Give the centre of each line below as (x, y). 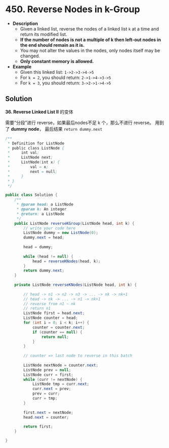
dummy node (25, 129)
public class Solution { (31, 195)
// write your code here (50, 228)
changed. (30, 56)
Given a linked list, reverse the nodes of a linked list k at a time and (90, 28)
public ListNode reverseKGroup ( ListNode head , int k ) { (75, 223)
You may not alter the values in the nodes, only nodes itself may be (90, 50)
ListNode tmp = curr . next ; (61, 384)
